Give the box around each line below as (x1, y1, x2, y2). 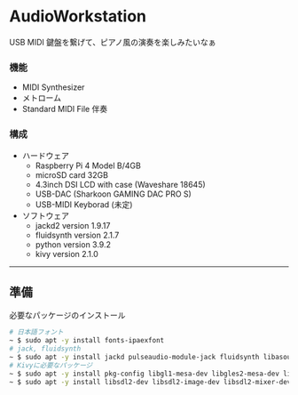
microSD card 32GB (35, 169, 109, 180)
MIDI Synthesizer (21, 82, 85, 93)
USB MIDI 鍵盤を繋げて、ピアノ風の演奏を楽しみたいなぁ (9, 36, 216, 47)
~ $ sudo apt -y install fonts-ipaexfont (9, 336, 165, 345)
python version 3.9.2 (35, 238, 112, 250)
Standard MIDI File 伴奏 (21, 104, 108, 115)
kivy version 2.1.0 (35, 248, 99, 259)
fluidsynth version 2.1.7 (35, 230, 120, 240)
